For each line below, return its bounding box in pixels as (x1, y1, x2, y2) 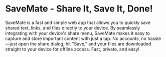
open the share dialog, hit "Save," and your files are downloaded (18, 40, 151, 46)
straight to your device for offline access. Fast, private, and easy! (5, 46, 139, 52)
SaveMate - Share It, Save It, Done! (5, 3, 153, 14)
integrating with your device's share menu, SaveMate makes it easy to (5, 30, 150, 36)
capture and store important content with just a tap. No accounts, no (5, 35, 147, 41)
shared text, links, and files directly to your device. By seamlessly (5, 24, 140, 30)
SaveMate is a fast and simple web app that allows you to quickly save (5, 19, 151, 25)
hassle (147, 35, 161, 41)
